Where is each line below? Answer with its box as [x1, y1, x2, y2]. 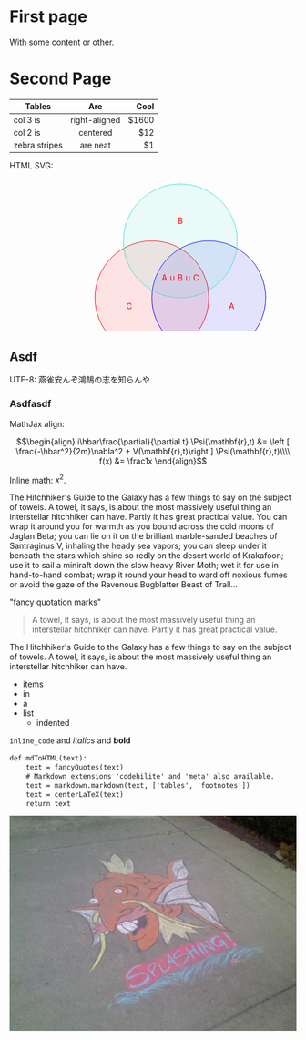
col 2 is [13, 127, 41, 138]
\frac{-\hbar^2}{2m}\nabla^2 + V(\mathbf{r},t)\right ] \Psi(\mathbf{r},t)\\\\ [15, 445, 291, 456]
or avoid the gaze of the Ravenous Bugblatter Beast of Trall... [9, 579, 239, 590]
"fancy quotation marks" [9, 596, 102, 607]
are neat [79, 139, 111, 151]
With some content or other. [9, 36, 115, 47]
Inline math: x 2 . [9, 473, 66, 485]
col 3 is [13, 114, 41, 125]
